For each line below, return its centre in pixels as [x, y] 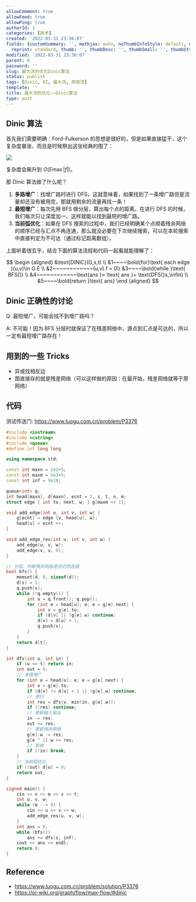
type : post [19, 98]
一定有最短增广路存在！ [34, 336]
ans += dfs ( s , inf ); [52, 838]
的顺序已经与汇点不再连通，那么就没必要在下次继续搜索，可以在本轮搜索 [101, 231]
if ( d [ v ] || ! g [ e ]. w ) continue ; [76, 615]
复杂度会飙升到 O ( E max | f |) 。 [41, 170]
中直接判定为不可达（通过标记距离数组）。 [64, 238]
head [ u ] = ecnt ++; [40, 524]
